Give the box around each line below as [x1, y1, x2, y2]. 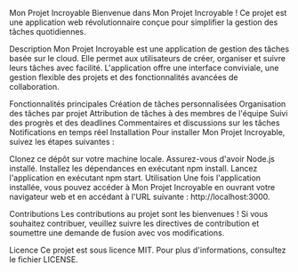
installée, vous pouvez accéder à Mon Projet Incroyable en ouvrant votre [9, 182, 276, 192]
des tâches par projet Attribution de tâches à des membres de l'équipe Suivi [9, 108, 288, 118]
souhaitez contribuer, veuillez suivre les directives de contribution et [9, 218, 260, 228]
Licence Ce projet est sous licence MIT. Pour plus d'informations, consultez [9, 244, 286, 255]
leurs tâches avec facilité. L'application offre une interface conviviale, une [9, 62, 279, 73]
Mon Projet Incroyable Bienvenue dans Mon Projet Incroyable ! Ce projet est [9, 8, 287, 18]
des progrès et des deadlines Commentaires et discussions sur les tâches [9, 117, 280, 128]
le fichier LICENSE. [9, 254, 78, 265]
